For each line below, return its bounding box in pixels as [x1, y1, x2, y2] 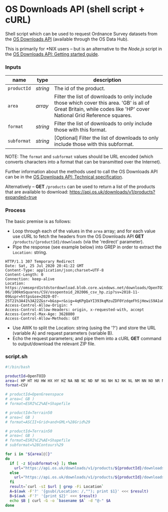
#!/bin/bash [5, 364, 30, 369]
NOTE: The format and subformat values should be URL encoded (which [5, 154, 153, 160]
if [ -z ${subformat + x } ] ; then [9, 461, 77, 466]
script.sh [5, 353, 28, 360]
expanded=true [5, 194, 37, 200]
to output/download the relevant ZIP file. [12, 341, 96, 347]
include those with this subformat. [54, 141, 134, 148]
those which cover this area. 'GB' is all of [54, 99, 150, 106]
